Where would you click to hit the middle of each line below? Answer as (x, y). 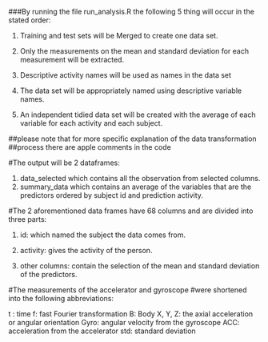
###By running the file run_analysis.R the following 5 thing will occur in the (131, 12)
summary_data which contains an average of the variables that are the (136, 187)
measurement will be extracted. (72, 60)
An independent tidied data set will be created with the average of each (138, 115)
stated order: (30, 20)
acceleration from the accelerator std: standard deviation (102, 331)
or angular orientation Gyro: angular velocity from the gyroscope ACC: (124, 322)
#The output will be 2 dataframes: (64, 163)
